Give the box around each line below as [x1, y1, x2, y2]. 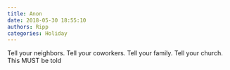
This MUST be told [7, 57, 62, 65]
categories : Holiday [7, 29, 68, 37]
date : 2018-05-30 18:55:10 [7, 17, 87, 24]
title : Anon [7, 10, 42, 17]
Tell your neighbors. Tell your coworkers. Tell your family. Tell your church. [7, 49, 223, 57]
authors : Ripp [7, 23, 49, 30]
